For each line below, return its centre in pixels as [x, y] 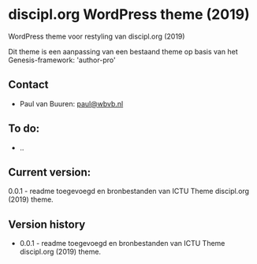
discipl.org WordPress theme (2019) [129, 15]
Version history [47, 224]
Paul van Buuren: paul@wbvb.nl [71, 103]
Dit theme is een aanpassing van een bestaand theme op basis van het [123, 51]
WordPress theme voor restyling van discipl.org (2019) [97, 36]
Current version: [50, 172]
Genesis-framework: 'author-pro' [62, 60]
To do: [24, 129]
